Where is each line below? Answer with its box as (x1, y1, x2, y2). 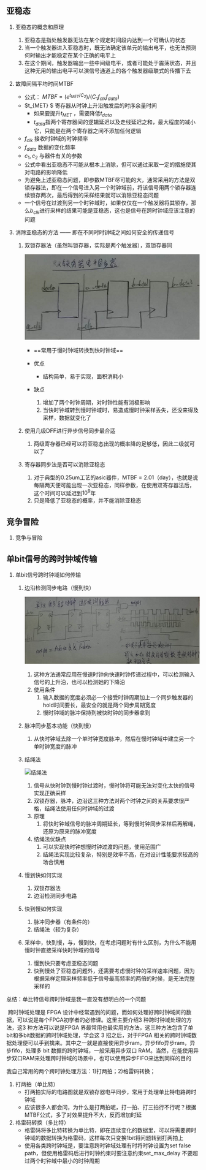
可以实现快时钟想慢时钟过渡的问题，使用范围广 (42, 843, 161, 851)
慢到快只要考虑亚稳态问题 (33, 960, 99, 967)
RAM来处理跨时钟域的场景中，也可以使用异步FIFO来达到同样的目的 (22, 1055, 192, 1062)
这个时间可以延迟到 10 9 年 (33, 488, 96, 496)
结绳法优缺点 (33, 835, 66, 843)
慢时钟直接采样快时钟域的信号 (24, 946, 100, 954)
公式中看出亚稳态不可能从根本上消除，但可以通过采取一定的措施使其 (24, 161, 197, 169)
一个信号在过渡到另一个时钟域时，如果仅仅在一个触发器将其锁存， (24, 199, 191, 207)
